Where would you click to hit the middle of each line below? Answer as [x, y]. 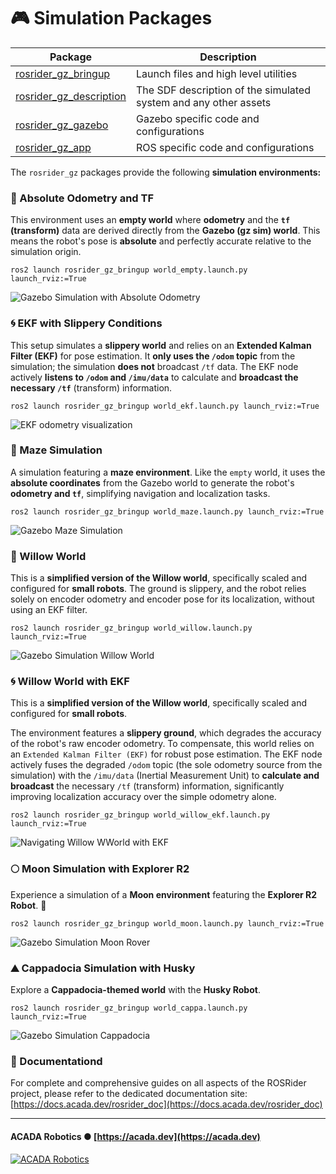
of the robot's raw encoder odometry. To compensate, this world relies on [162, 744]
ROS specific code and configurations [225, 147]
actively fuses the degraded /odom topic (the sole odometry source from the [166, 765]
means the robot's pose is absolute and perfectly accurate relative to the [161, 241]
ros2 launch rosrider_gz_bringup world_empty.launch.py [129, 270]
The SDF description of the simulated [223, 90]
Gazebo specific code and [197, 118]
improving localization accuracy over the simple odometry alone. [143, 797]
